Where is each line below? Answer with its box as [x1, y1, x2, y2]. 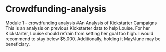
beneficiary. [5, 41, 30, 47]
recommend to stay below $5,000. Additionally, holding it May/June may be [5, 36, 161, 42]
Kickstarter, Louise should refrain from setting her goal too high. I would [5, 30, 154, 36]
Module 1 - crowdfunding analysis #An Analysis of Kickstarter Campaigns [5, 20, 157, 26]
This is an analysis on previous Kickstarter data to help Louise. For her [5, 25, 150, 31]
